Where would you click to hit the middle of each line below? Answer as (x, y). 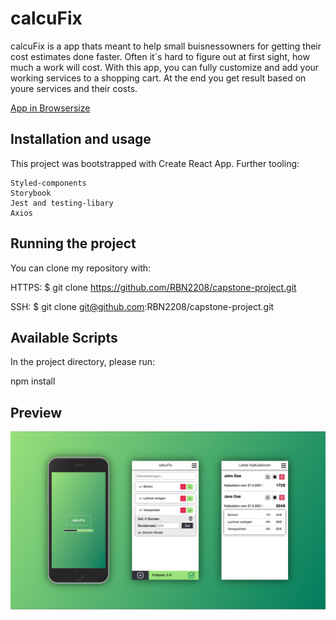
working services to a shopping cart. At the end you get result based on (158, 78)
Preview (36, 412)
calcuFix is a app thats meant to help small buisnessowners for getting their (166, 46)
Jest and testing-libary (62, 203)
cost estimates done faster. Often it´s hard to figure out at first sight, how (160, 56)
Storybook (31, 193)
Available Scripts (64, 337)
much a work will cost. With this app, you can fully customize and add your (165, 67)
